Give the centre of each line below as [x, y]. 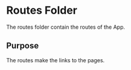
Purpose [23, 46]
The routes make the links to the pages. [56, 60]
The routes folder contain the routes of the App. [66, 27]
